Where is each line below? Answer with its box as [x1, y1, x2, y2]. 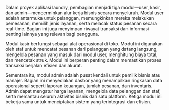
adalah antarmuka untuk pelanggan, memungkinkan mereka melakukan [5, 15, 154, 21]
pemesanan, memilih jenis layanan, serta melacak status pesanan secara [5, 20, 157, 26]
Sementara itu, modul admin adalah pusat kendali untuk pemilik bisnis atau [5, 72, 161, 78]
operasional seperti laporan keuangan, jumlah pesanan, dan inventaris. [5, 83, 153, 89]
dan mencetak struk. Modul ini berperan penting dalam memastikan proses [5, 57, 162, 63]
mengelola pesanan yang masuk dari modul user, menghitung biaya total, [5, 51, 158, 58]
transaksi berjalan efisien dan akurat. [5, 63, 82, 68]
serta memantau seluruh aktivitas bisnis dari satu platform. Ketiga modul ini [5, 93, 162, 99]
